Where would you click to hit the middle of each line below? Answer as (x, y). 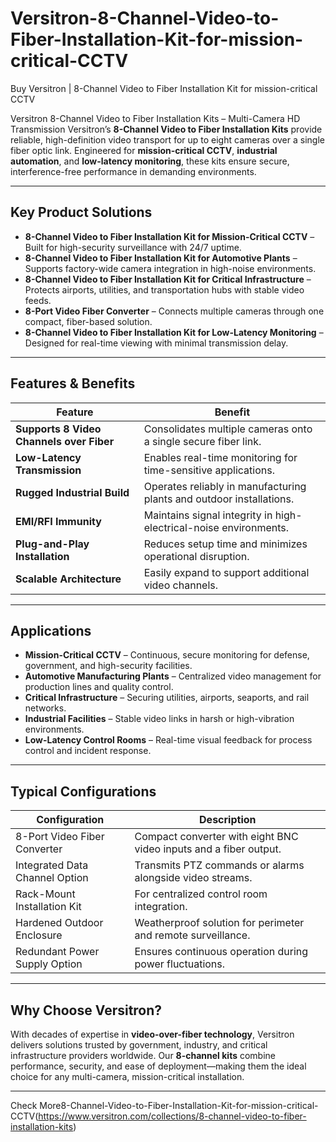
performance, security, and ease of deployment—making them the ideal (158, 1066)
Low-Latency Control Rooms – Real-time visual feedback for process (168, 740)
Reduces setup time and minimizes (225, 544)
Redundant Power (57, 952)
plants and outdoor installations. (219, 499)
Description (228, 820)
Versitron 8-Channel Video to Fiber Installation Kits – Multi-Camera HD (155, 118)
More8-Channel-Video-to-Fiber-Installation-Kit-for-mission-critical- (179, 1105)
